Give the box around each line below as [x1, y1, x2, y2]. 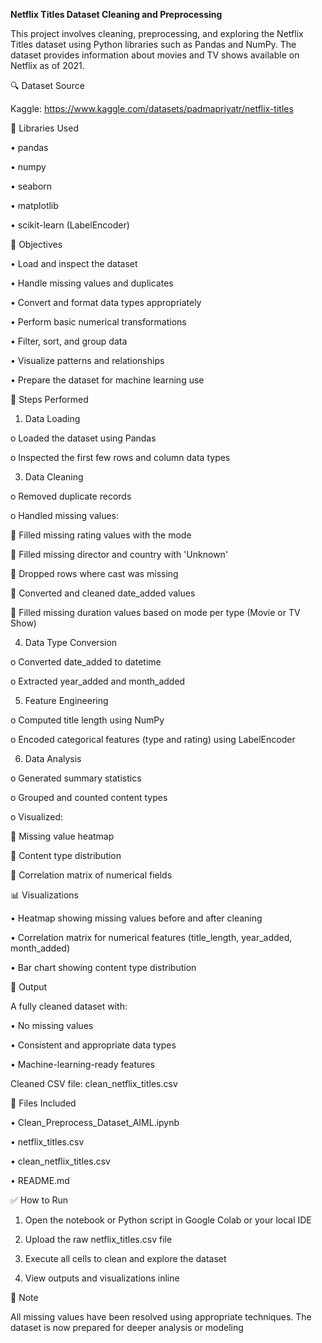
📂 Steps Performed [10, 394, 89, 405]
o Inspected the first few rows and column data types [10, 452, 231, 463]
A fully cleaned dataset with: [10, 1000, 128, 1012]
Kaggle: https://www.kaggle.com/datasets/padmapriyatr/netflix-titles [10, 103, 294, 114]
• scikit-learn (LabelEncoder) [10, 219, 130, 231]
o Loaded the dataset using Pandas [10, 432, 157, 444]
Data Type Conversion [24, 637, 118, 648]
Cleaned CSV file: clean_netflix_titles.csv [10, 1078, 178, 1089]
